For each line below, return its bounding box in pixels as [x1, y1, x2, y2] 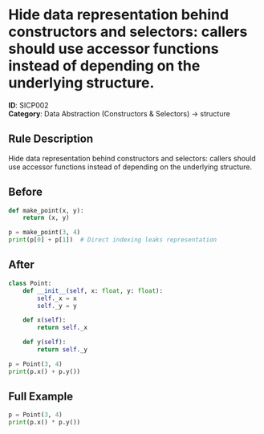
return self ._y [37, 346, 88, 354]
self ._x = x [37, 294, 78, 302]
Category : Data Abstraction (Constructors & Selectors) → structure [8, 108, 230, 118]
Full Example [8, 390, 74, 404]
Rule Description [8, 132, 94, 146]
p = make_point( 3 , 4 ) [8, 229, 81, 237]
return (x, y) [22, 214, 70, 222]
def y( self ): [22, 339, 67, 347]
